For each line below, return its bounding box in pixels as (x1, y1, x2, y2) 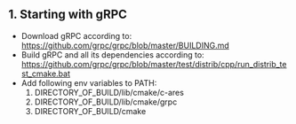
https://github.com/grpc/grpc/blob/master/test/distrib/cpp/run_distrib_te (20, 58, 287, 69)
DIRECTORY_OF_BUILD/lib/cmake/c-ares (34, 87, 184, 97)
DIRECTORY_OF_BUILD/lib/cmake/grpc (34, 97, 178, 107)
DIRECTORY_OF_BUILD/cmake (34, 105, 147, 116)
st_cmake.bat (20, 68, 70, 79)
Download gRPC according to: (20, 30, 132, 41)
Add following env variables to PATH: (20, 77, 157, 88)
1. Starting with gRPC (8, 7, 128, 22)
